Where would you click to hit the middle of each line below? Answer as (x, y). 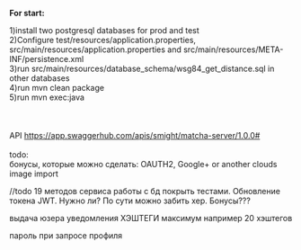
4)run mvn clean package (57, 88)
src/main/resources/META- (233, 49)
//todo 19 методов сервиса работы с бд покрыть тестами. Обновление (145, 191)
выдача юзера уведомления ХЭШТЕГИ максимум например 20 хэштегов (151, 218)
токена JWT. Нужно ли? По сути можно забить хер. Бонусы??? (130, 201)
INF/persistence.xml (47, 59)
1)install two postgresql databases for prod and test (104, 30)
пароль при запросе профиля (66, 236)
